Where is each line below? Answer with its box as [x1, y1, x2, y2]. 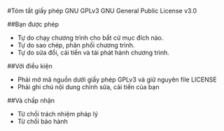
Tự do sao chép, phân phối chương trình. [17, 41, 135, 49]
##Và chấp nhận [7, 96, 55, 105]
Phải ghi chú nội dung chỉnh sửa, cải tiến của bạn [17, 83, 160, 91]
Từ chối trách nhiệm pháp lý [17, 110, 99, 118]
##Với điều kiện [7, 62, 52, 70]
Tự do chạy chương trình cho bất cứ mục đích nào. [17, 33, 164, 42]
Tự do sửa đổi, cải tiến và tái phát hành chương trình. [17, 49, 170, 56]
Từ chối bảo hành [17, 117, 69, 125]
